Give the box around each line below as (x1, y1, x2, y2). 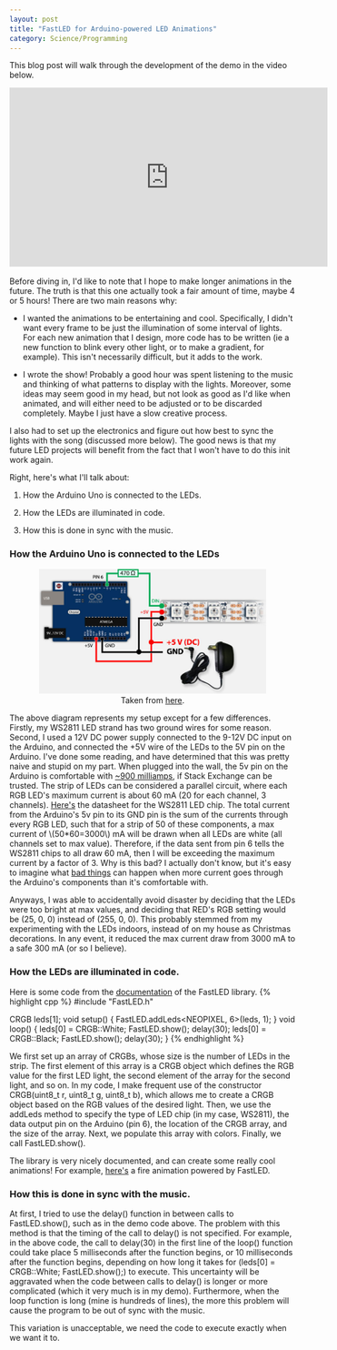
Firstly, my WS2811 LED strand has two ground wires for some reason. (9, 722, 273, 733)
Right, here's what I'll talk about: (9, 472, 130, 483)
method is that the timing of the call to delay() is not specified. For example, (9, 1227, 292, 1238)
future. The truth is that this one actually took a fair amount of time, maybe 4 (9, 286, 295, 297)
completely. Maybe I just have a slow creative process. (22, 408, 228, 418)
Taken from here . (120, 695, 185, 706)
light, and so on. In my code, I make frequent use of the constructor (9, 1079, 263, 1091)
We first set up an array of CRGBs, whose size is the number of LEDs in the (9, 1051, 291, 1062)
